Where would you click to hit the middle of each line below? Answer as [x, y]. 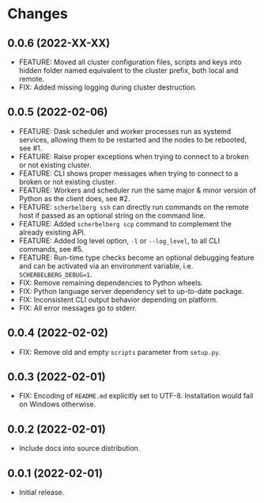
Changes [38, 14]
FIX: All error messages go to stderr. [78, 308]
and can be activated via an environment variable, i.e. [106, 265]
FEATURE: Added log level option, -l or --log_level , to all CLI [119, 240]
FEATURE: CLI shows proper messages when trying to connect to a [128, 173]
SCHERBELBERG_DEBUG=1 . [55, 274]
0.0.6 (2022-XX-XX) [59, 43]
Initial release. [41, 493]
